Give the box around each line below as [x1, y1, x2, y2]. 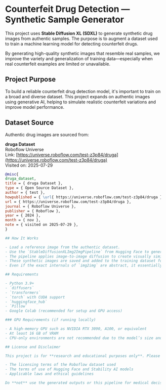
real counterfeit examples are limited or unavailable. [5, 61, 111, 67]
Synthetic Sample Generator [5, 14, 124, 25]
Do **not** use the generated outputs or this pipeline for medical [5, 381, 149, 386]
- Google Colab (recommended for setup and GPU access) [5, 308, 123, 313]
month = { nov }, [5, 217, 41, 223]
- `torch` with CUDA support [5, 295, 65, 300]
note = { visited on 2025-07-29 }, [5, 222, 79, 227]
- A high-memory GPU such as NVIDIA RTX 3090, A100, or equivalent [5, 326, 147, 332]
